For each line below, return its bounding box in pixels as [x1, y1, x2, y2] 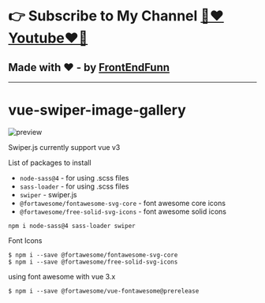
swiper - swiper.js [19, 189, 77, 199]
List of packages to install [8, 158, 92, 167]
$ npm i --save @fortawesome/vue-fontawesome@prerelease [8, 286, 200, 295]
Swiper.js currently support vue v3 [8, 142, 121, 151]
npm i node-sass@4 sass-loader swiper [8, 222, 136, 230]
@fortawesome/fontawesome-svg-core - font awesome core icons [19, 198, 226, 208]
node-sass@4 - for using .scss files [19, 173, 129, 182]
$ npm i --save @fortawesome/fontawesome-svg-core [8, 251, 178, 259]
